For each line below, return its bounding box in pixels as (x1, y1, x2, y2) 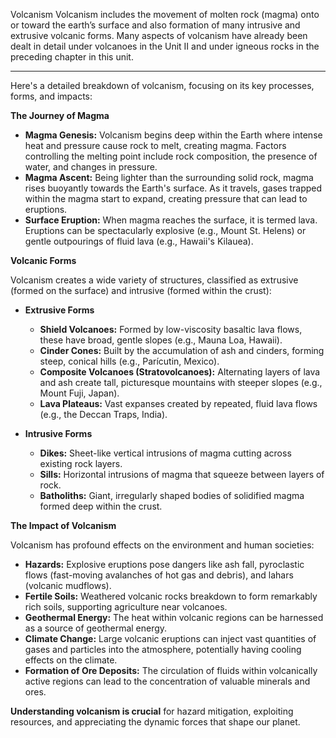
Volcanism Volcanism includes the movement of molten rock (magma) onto (10, 9, 320, 20)
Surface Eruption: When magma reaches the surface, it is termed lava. (24, 214, 318, 226)
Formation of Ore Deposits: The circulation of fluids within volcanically (24, 665, 318, 676)
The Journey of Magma (10, 110, 110, 121)
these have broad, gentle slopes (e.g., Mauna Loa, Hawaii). (39, 334, 283, 346)
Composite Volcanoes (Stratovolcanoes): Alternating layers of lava (39, 366, 321, 378)
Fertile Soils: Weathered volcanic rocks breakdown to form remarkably (24, 590, 318, 602)
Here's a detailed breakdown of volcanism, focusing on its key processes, (10, 80, 315, 91)
